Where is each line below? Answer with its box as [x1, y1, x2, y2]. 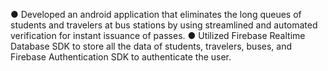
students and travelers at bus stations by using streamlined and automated [10, 19, 318, 31]
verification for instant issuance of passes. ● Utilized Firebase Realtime [10, 30, 306, 41]
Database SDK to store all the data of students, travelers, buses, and [10, 40, 293, 52]
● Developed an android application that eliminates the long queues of [10, 9, 302, 20]
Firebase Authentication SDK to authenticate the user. [10, 51, 232, 63]
